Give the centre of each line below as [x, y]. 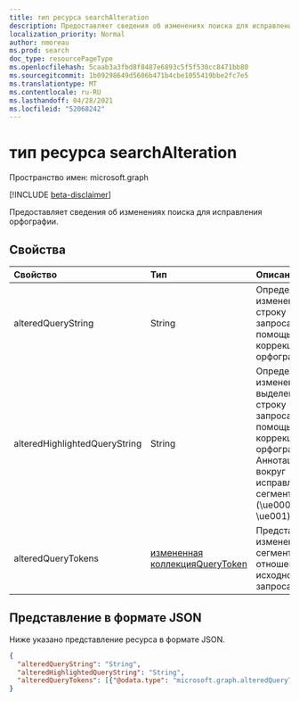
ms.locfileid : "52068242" [57, 109]
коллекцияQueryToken [198, 564]
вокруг [271, 471]
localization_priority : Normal [67, 34]
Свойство [36, 275]
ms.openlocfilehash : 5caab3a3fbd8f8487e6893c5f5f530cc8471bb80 [129, 68]
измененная [177, 553]
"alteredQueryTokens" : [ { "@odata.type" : [93, 680]
